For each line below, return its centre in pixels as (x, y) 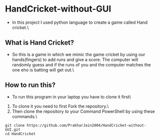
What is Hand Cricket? (40, 43)
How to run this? (30, 85)
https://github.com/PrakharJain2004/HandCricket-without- (86, 125)
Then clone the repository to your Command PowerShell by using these (83, 111)
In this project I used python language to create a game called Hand (80, 22)
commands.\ (24, 116)
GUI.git (13, 129)
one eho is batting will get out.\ (43, 70)
